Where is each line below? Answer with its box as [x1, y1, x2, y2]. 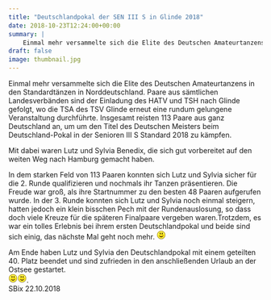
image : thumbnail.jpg [8, 56, 81, 64]
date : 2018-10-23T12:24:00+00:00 [8, 21, 121, 30]
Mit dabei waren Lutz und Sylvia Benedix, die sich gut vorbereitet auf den [8, 146, 252, 155]
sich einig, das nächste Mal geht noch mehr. [8, 232, 156, 241]
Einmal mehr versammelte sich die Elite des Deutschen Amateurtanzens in [8, 79, 256, 88]
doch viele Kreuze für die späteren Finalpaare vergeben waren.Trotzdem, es [8, 213, 262, 222]
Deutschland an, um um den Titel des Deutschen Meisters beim [8, 122, 219, 131]
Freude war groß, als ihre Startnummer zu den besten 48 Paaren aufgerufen [8, 187, 261, 197]
